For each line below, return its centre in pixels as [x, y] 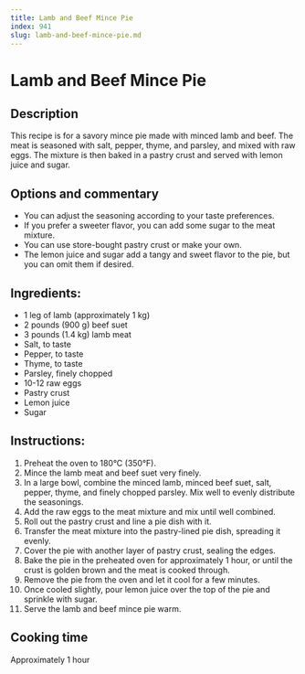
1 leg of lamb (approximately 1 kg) [86, 315]
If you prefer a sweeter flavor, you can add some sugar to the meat [149, 226]
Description [44, 114]
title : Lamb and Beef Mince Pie [72, 18]
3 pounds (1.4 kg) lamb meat [77, 334]
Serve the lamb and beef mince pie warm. [102, 608]
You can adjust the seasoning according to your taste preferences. [149, 216]
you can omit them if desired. [79, 264]
